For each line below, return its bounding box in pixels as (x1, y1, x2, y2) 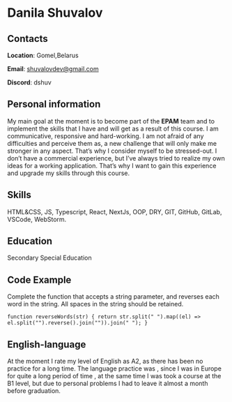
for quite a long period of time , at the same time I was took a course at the (7, 372, 222, 380)
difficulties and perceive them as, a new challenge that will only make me (7, 139, 217, 147)
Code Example (7, 274, 72, 285)
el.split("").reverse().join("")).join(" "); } (7, 320, 148, 327)
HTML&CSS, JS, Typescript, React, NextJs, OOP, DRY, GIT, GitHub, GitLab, (7, 207, 222, 216)
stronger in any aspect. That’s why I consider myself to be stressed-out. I (7, 147, 217, 155)
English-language (7, 338, 86, 350)
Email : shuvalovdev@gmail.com (7, 65, 99, 73)
